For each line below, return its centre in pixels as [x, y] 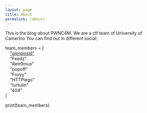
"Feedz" [18, 59]
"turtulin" [19, 85]
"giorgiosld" [22, 53]
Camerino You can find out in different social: [51, 38]
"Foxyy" [18, 75]
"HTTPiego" [22, 80]
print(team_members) [27, 106]
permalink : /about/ [25, 19]
